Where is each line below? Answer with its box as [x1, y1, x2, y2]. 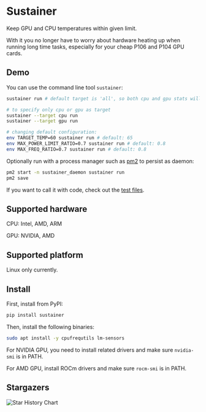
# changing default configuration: [6, 129, 97, 136]
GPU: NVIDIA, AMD [6, 232, 55, 239]
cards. [6, 49, 23, 56]
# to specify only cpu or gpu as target [6, 106, 112, 113]
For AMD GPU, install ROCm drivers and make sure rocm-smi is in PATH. [6, 364, 187, 372]
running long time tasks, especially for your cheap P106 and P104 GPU [6, 43, 185, 50]
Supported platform [6, 250, 84, 260]
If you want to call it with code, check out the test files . [6, 186, 145, 193]
